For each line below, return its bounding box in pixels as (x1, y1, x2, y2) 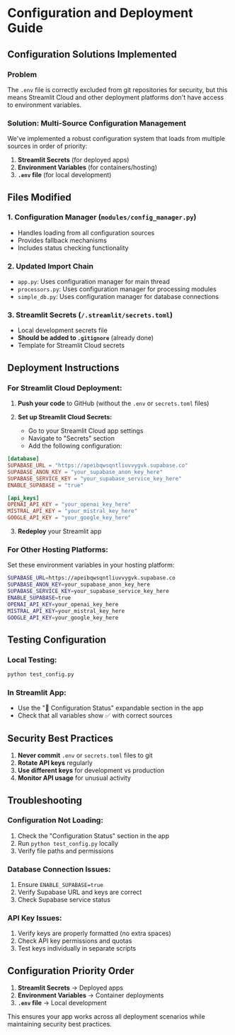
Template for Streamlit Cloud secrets (17, 341, 125, 350)
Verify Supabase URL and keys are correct (17, 888, 142, 897)
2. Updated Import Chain (7, 261, 94, 271)
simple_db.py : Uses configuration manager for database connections (17, 293, 219, 301)
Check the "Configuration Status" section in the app (17, 831, 170, 840)
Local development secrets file (17, 326, 108, 334)
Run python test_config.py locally (17, 839, 119, 847)
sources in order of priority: (7, 142, 88, 150)
